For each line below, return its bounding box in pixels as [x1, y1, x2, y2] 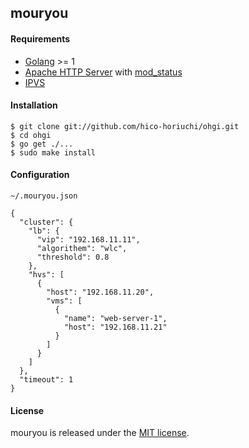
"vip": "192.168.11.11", [36, 235, 141, 245]
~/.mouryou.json [10, 191, 78, 201]
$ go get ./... [10, 139, 74, 149]
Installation [10, 99, 58, 111]
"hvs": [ [28, 270, 65, 280]
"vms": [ [46, 296, 83, 306]
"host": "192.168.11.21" [63, 322, 168, 332]
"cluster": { [19, 217, 74, 227]
